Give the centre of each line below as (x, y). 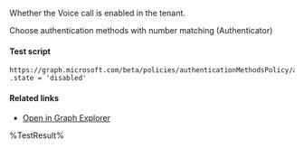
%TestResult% (37, 135)
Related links (34, 97)
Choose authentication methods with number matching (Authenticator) (141, 30)
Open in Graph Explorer (66, 118)
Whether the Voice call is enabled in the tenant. (97, 13)
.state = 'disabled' (48, 79)
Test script (30, 51)
